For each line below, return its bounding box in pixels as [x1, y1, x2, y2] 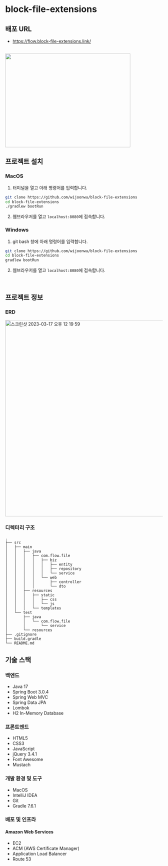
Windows [5, 226, 29, 233]
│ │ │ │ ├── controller [5, 579, 81, 584]
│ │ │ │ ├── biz [5, 557, 57, 563]
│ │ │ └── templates [5, 606, 61, 611]
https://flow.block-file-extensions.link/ [12, 38, 91, 44]
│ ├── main [5, 544, 32, 549]
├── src [5, 540, 21, 545]
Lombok [12, 704, 30, 710]
